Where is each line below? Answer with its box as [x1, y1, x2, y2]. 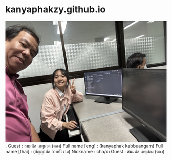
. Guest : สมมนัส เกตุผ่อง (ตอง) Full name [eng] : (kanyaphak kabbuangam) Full [5, 143, 163, 149]
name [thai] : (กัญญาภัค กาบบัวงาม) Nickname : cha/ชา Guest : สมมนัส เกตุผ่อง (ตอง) [5, 148, 165, 154]
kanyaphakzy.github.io [5, 4, 106, 15]
